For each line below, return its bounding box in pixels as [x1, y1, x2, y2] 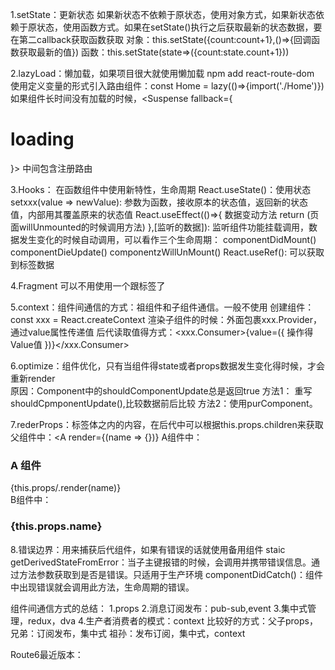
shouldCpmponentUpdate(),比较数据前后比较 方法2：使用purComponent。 [10, 397, 318, 409]
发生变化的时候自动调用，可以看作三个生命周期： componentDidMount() [18, 233, 317, 245]
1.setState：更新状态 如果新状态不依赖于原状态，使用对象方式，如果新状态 [10, 9, 316, 20]
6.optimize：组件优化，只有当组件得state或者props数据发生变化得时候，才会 [10, 359, 325, 372]
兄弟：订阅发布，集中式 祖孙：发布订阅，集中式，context [10, 627, 246, 639]
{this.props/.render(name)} [10, 482, 122, 494]
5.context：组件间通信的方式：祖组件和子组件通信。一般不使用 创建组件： [10, 301, 315, 313]
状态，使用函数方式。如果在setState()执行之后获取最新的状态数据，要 [36, 21, 323, 33]
